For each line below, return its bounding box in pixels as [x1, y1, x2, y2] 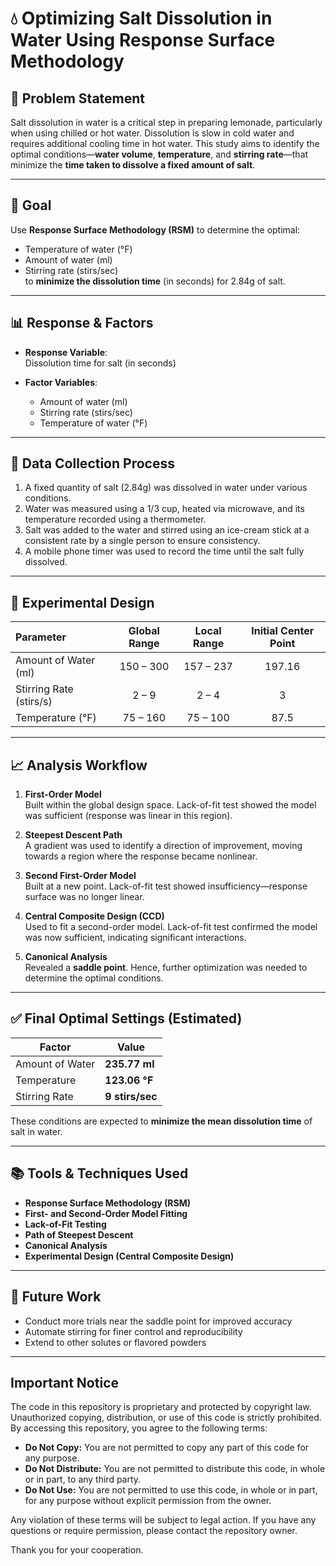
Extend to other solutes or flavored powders [24, 1336, 207, 1348]
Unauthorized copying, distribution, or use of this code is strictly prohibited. [10, 1412, 322, 1424]
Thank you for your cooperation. [10, 1544, 144, 1556]
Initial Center [251, 624, 315, 638]
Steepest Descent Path [24, 829, 123, 841]
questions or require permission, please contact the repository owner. [10, 1525, 298, 1537]
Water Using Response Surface [10, 29, 276, 52]
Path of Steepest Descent [24, 1228, 134, 1241]
